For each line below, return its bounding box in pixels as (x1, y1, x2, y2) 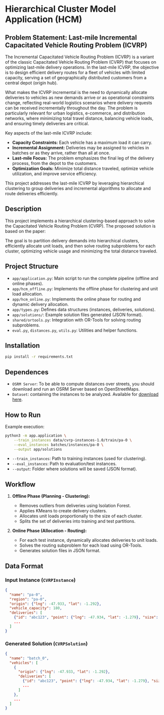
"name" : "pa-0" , (9, 592, 42, 597)
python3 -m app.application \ (5, 433, 67, 438)
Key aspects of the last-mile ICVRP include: (5, 130, 92, 136)
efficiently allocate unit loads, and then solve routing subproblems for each (5, 243, 156, 249)
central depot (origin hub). (5, 80, 58, 86)
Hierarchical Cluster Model (5, 3, 116, 15)
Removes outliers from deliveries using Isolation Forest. (19, 503, 131, 508)
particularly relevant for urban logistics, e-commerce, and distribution (5, 110, 145, 116)
